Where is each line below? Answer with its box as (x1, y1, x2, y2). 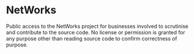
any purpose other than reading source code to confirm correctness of (6, 35, 178, 42)
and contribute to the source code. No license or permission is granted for (6, 28, 186, 35)
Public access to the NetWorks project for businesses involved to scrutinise (6, 23, 189, 30)
